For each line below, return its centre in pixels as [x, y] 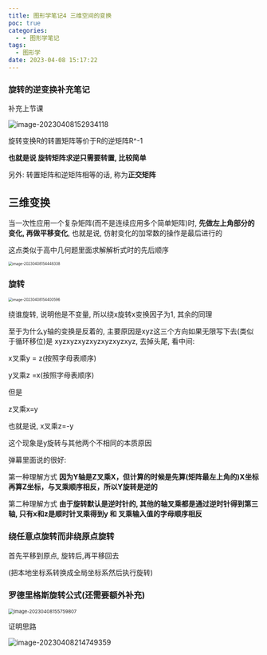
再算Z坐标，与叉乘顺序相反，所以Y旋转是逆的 [83, 487]
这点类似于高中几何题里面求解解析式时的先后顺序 [88, 250]
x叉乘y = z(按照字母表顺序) [53, 358]
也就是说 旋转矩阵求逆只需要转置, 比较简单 [77, 158]
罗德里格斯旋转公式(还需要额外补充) [77, 595]
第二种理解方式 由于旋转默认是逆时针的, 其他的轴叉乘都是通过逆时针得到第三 [133, 504]
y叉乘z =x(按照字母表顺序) [51, 375]
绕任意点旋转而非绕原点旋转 [61, 537]
